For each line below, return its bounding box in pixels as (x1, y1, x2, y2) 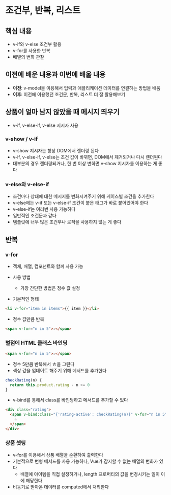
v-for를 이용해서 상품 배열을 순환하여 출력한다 (12, 452, 103, 458)
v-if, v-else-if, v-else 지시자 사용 (12, 122, 79, 128)
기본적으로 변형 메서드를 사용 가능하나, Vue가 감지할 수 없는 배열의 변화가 (12, 458, 158, 464)
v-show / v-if (5, 135, 38, 142)
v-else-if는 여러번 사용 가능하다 (12, 206, 76, 212)
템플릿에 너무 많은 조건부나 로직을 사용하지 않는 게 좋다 (12, 219, 122, 225)
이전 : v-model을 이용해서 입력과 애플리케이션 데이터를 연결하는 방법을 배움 (12, 85, 161, 91)
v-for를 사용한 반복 (12, 48, 51, 54)
